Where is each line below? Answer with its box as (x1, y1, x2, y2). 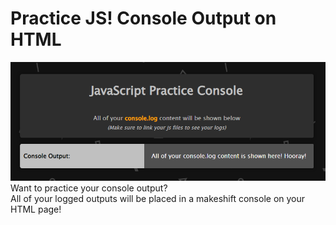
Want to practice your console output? (10, 182, 168, 194)
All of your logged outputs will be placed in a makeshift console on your (10, 193, 306, 205)
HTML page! (10, 203, 62, 216)
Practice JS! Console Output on (10, 7, 277, 30)
